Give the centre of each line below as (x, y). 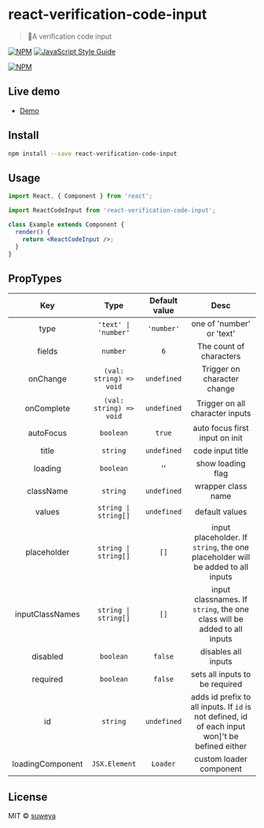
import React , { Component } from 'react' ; (81, 196)
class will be (221, 619)
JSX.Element (114, 764)
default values (221, 512)
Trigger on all (221, 403)
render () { (33, 232)
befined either (221, 746)
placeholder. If (220, 537)
